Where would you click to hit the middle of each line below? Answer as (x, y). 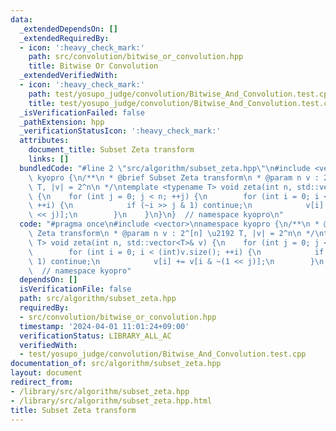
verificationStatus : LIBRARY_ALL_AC (95, 336)
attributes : (44, 141)
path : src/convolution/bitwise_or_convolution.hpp (136, 57)
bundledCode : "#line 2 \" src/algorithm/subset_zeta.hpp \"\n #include (165, 168)
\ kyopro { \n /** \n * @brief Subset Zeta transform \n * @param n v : (174, 177)
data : (21, 19)
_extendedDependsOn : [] (68, 29)
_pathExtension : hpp (62, 122)
